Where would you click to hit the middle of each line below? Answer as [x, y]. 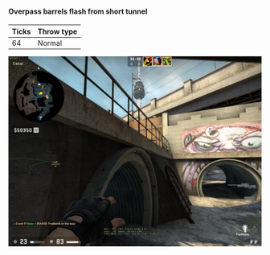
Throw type [57, 31]
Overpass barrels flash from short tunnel [78, 11]
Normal [50, 43]
